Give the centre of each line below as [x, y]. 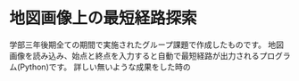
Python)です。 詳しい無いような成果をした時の [106, 67]
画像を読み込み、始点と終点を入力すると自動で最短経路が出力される [134, 55]
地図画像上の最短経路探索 [104, 18]
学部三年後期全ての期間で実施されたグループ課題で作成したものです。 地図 [146, 45]
